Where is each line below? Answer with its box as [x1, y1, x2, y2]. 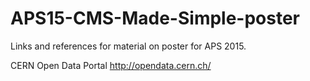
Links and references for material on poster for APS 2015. [10, 40, 247, 52]
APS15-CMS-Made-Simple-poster [10, 7, 301, 30]
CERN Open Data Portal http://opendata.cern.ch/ [10, 59, 212, 71]
